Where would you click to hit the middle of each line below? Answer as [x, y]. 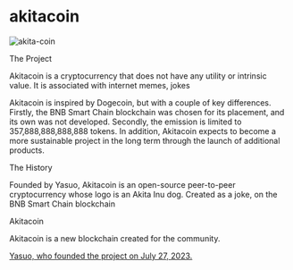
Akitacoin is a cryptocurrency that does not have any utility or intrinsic [138, 76]
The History [31, 167]
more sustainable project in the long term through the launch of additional [145, 140]
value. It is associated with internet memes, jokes [100, 85]
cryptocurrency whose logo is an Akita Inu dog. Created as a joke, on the [144, 194]
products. [27, 150]
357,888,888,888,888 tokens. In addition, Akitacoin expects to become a [143, 131]
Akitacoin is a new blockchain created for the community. [115, 238]
